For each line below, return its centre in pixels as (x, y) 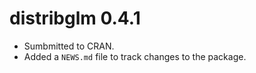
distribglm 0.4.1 (75, 18)
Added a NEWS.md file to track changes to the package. (135, 56)
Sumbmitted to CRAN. (69, 46)
